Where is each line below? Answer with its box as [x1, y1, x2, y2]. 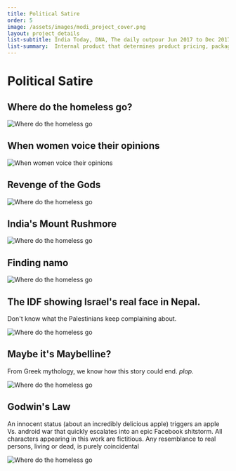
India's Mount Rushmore [7, 218, 117, 230]
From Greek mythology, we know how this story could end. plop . [7, 366, 195, 376]
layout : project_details [7, 29, 80, 37]
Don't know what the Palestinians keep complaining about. [7, 314, 177, 323]
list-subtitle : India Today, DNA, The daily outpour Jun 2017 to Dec [7, 37, 216, 44]
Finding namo [7, 257, 69, 269]
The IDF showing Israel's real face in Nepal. [7, 296, 201, 307]
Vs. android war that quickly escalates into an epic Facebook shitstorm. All [7, 427, 223, 435]
